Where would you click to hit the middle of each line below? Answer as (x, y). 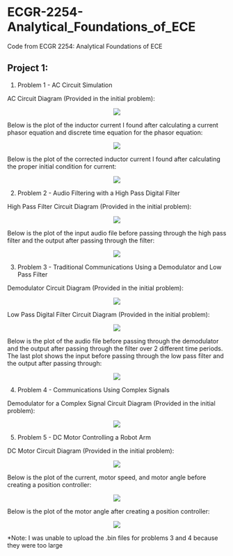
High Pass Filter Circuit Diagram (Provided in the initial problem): (99, 206)
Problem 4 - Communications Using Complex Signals (94, 389)
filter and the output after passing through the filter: (81, 240)
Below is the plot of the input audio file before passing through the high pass (117, 233)
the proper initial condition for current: (62, 166)
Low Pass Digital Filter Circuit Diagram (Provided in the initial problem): (109, 314)
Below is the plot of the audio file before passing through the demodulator (113, 341)
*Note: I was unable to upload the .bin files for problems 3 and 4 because (113, 538)
